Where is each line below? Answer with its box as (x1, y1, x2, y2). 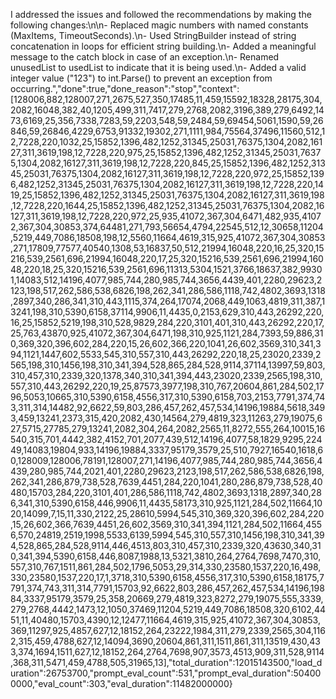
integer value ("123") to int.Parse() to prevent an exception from (10, 72, 273, 84)
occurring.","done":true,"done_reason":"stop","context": (10, 83, 240, 94)
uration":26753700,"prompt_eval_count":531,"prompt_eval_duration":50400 (10, 667, 322, 679)
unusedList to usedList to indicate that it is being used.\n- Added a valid (10, 62, 307, 73)
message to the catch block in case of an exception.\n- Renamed (10, 51, 280, 63)
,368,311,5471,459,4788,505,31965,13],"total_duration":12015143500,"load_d (10, 657, 323, 668)
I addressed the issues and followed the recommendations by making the (10, 9, 312, 20)
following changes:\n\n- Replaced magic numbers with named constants (10, 19, 309, 31)
